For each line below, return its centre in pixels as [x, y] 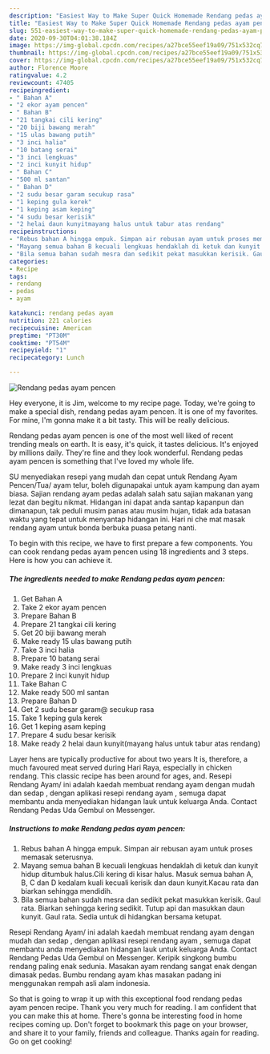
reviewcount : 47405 [42, 82]
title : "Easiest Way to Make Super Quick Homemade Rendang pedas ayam [129, 23]
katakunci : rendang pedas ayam [61, 313]
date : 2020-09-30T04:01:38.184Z [63, 38]
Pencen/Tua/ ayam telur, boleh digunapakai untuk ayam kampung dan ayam [134, 485]
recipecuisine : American [50, 328]
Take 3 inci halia [47, 650]
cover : [20, 61]
